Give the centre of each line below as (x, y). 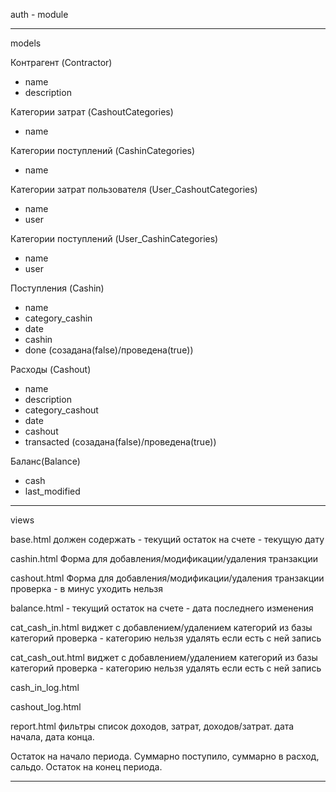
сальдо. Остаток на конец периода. (86, 767)
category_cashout (61, 410)
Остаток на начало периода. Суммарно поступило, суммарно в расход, (165, 756)
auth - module (39, 14)
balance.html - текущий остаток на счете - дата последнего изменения (162, 608)
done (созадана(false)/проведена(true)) (109, 350)
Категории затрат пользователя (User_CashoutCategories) (134, 189)
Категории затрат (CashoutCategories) (92, 112)
